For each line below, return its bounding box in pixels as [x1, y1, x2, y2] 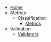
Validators [17, 31, 39, 37]
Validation [10, 26, 31, 32]
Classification [17, 15, 46, 21]
